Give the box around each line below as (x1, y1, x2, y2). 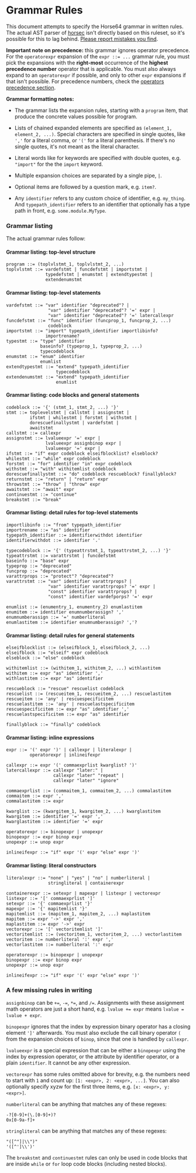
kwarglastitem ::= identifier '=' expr (6, 819, 104, 825)
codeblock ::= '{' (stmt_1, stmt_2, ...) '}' (6, 404, 119, 410)
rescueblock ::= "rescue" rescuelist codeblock (6, 686, 125, 692)
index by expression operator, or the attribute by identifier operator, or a (6, 1053, 180, 1060)
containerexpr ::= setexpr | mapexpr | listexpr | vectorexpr (6, 890, 161, 896)
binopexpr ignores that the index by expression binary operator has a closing (6, 1023, 191, 1030)
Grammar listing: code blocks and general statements (6, 391, 139, 398)
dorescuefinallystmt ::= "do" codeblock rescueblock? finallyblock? (6, 471, 177, 477)
